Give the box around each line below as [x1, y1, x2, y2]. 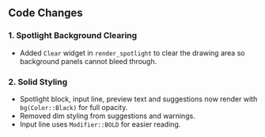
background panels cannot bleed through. [19, 56, 157, 66]
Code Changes [8, 6, 83, 20]
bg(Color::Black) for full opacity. [19, 102, 128, 112]
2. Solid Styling [8, 76, 68, 87]
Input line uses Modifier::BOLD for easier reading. [19, 119, 181, 129]
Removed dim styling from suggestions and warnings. [19, 111, 195, 120]
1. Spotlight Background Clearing [8, 30, 138, 41]
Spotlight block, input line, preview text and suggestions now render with [19, 94, 258, 104]
